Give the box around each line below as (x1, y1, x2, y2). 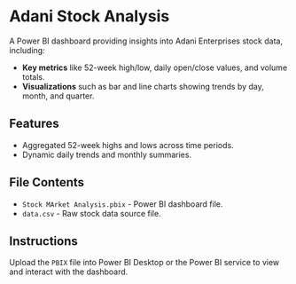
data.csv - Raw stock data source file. (21, 208, 161, 218)
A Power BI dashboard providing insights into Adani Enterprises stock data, (9, 35, 284, 46)
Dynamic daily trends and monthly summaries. (21, 149, 192, 160)
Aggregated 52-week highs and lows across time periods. (21, 139, 234, 150)
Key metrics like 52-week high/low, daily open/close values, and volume (21, 62, 288, 73)
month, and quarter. (21, 91, 95, 101)
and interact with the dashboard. (9, 266, 129, 277)
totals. (21, 71, 45, 82)
